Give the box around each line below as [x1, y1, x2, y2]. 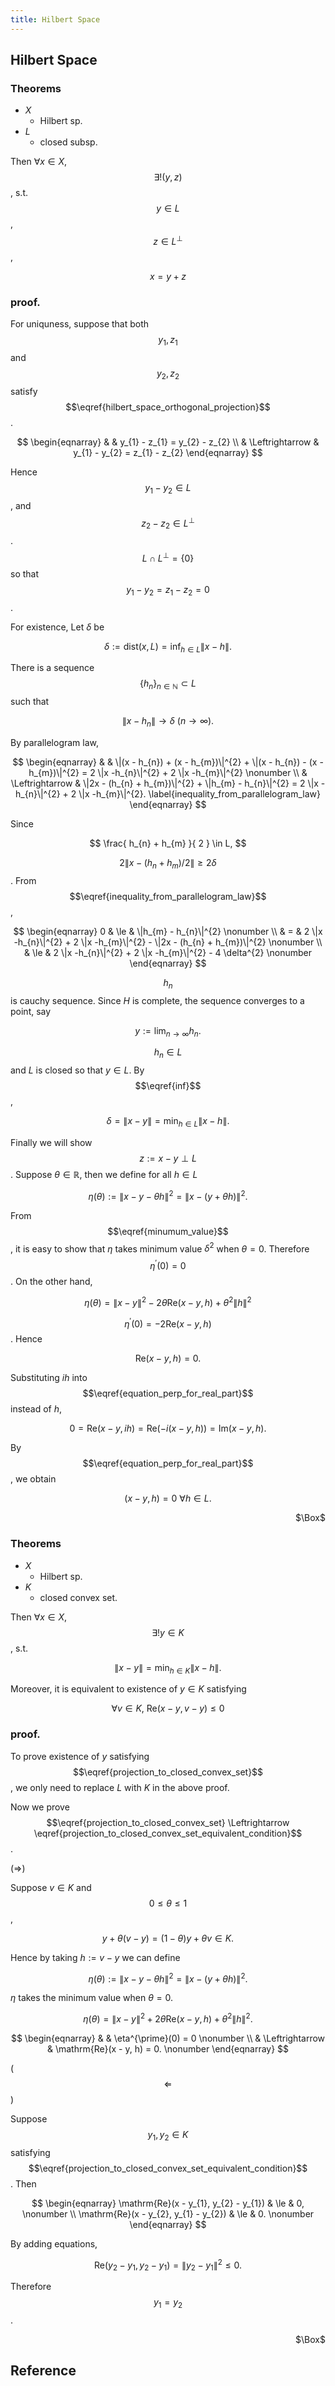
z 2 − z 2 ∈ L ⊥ [141, 515, 195, 531]
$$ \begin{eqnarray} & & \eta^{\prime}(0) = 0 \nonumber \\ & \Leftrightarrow [10, 2032, 326, 2044]
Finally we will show [10, 1136, 93, 1148]
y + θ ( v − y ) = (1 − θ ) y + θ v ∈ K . [101, 1932, 235, 1944]
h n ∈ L [153, 1046, 183, 1061]
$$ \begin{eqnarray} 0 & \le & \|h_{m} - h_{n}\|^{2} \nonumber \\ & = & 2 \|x [13, 925, 323, 937]
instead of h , [10, 1403, 63, 1415]
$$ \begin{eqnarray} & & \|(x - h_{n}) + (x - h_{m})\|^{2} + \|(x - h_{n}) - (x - [12, 756, 324, 768]
